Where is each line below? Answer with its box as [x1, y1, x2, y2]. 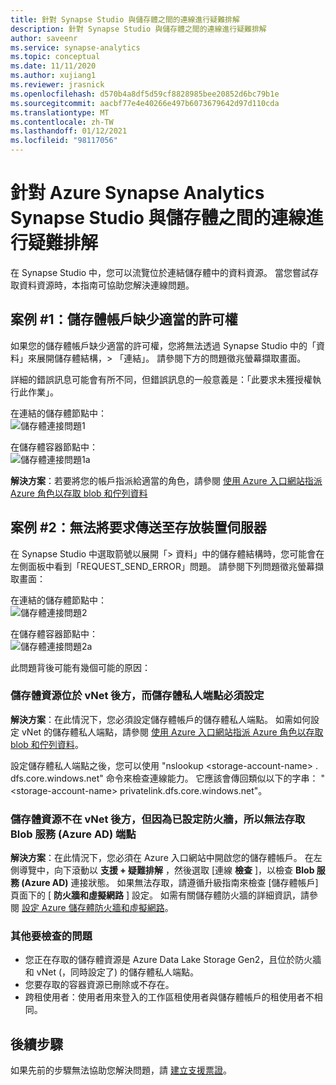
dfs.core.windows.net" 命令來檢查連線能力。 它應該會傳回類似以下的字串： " [10, 772, 326, 784]
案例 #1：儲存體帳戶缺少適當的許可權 [10, 311, 238, 328]
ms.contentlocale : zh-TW [10, 117, 114, 127]
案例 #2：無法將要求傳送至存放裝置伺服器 [10, 519, 267, 536]
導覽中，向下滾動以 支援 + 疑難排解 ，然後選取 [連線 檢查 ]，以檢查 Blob [18, 864, 315, 876]
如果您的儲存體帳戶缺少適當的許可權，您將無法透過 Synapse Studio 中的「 [10, 339, 317, 351]
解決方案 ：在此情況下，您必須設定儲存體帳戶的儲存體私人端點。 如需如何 [10, 713, 311, 725]
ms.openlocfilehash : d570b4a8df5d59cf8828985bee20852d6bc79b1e [10, 89, 280, 99]
